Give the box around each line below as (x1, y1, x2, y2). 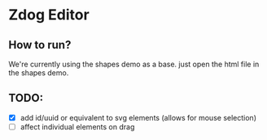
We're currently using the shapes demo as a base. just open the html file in (8, 59, 260, 69)
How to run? (8, 38, 72, 52)
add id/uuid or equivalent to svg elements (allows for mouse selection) (20, 112, 256, 122)
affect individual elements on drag (20, 121, 135, 131)
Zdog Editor (8, 6, 90, 24)
